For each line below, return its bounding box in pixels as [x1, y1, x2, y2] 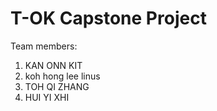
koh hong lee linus [24, 70, 101, 82]
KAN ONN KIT [24, 59, 83, 71]
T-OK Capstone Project [10, 7, 207, 30]
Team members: [10, 40, 78, 52]
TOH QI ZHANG [24, 80, 90, 92]
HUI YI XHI [24, 91, 70, 103]
